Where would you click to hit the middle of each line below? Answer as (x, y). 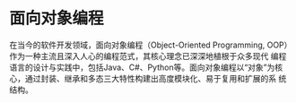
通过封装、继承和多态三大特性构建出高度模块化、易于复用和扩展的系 (150, 78)
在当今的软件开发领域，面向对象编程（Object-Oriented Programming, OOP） (151, 45)
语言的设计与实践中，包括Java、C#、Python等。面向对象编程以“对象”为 (142, 67)
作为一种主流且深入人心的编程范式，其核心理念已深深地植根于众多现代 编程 (148, 56)
